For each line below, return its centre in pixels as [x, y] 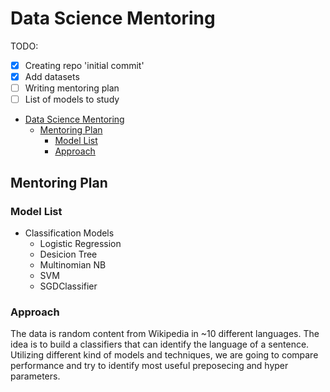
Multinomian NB [73, 264]
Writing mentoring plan [72, 88]
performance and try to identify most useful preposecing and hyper [149, 366]
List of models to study [72, 99]
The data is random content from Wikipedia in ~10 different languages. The [165, 334]
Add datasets [52, 76]
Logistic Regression [80, 243]
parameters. [35, 376]
